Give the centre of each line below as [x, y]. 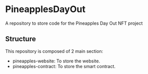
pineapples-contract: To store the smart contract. [64, 66]
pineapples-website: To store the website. [56, 61]
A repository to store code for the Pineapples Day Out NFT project [74, 23]
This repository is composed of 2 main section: [54, 51]
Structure [21, 39]
